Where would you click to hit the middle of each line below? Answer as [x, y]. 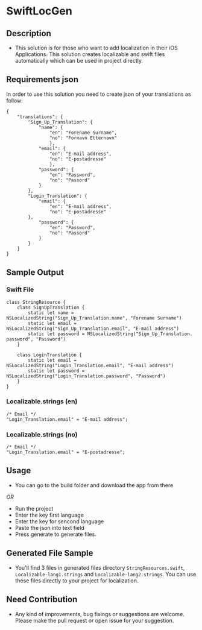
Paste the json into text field [49, 528]
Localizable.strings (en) [42, 402]
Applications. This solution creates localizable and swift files [90, 54]
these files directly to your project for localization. [77, 581]
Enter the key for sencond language [59, 521]
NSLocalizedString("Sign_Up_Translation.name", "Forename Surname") [94, 318]
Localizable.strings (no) [42, 434]
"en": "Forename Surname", [83, 133]
